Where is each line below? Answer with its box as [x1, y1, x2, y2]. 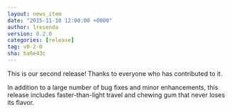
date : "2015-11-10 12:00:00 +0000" [7, 17, 113, 24]
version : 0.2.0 [7, 30, 53, 38]
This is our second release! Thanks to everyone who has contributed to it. [7, 69, 223, 78]
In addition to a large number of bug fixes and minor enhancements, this [7, 83, 219, 91]
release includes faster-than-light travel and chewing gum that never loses [7, 90, 226, 99]
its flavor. [7, 98, 34, 106]
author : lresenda [7, 23, 59, 30]
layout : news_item [7, 10, 62, 18]
